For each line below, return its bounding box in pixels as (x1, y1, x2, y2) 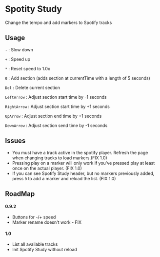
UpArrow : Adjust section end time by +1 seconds (5, 113, 102, 119)
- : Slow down (5, 46, 33, 52)
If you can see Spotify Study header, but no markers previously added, (12, 170, 155, 176)
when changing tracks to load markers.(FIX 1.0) (12, 155, 107, 161)
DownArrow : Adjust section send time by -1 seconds (5, 122, 108, 128)
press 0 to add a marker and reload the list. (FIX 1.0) (12, 175, 116, 181)
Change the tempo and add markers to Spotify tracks (5, 20, 112, 25)
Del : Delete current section (5, 85, 60, 90)
